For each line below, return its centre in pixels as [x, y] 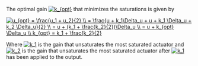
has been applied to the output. [44, 57]
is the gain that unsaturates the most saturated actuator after [96, 51]
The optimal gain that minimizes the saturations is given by [90, 9]
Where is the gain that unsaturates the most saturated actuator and [95, 44]
